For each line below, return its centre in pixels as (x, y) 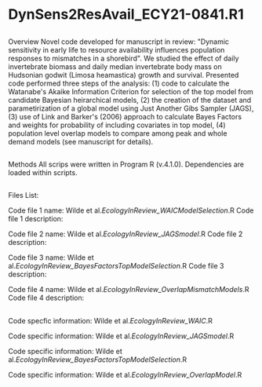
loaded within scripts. (43, 172)
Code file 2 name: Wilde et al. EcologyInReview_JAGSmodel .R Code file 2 (126, 234)
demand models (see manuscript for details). (81, 141)
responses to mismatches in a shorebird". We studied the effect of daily (124, 58)
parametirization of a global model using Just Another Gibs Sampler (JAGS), (131, 108)
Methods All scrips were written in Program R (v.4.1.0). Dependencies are (126, 164)
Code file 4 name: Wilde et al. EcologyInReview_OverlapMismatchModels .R (129, 290)
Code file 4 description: (46, 298)
